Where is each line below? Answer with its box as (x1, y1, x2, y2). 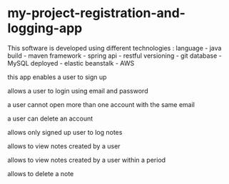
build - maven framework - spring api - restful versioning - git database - (7, 51, 223, 60)
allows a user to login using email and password (7, 86, 148, 95)
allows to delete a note (7, 169, 74, 178)
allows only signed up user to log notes (7, 128, 123, 136)
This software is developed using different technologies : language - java (7, 44, 222, 52)
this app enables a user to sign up (7, 73, 107, 81)
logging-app (7, 20, 83, 36)
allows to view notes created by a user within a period (7, 155, 166, 164)
